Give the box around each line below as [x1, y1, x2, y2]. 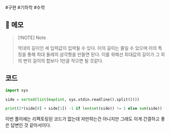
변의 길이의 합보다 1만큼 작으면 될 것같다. [23, 57, 104, 63]
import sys [5, 88, 28, 93]
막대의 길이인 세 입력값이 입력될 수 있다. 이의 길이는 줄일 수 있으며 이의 [17, 45, 157, 51]
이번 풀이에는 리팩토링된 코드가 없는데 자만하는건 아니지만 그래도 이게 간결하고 [5, 116, 160, 122]
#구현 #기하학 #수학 [5, 5, 45, 10]
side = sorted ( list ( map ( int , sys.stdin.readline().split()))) [5, 97, 140, 102]
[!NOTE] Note [17, 35, 46, 41]
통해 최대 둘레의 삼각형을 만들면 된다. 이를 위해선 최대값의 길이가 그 [27, 51, 160, 57]
